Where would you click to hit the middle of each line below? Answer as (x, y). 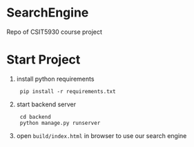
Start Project (43, 60)
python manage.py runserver (60, 123)
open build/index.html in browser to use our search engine (101, 135)
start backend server (46, 104)
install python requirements (55, 79)
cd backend (35, 117)
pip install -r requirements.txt (68, 91)
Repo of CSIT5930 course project (55, 32)
